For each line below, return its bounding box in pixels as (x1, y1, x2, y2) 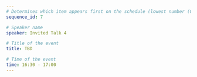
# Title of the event (6, 40, 59, 47)
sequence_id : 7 (6, 14, 43, 20)
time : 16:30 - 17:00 (6, 62, 57, 68)
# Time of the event (6, 57, 57, 62)
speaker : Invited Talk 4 (6, 30, 67, 36)
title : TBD (6, 46, 33, 52)
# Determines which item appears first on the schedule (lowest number (6, 8, 185, 15)
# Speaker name (6, 24, 43, 30)
